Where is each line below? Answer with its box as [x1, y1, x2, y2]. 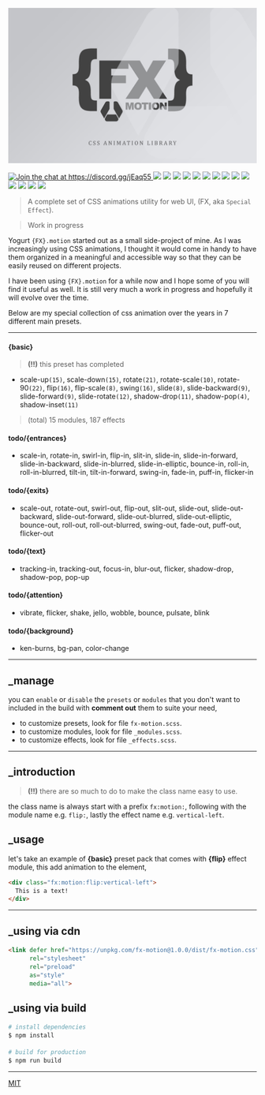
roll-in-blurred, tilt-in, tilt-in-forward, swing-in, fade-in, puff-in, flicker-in [19, 468, 254, 477]
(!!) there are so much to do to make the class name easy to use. [27, 786, 238, 796]
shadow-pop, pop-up [19, 572, 90, 581]
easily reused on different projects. [8, 261, 122, 270]
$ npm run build [8, 1056, 62, 1064]
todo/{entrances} [8, 433, 67, 443]
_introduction [8, 765, 76, 779]
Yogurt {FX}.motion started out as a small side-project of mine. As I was [8, 236, 242, 245]
